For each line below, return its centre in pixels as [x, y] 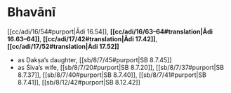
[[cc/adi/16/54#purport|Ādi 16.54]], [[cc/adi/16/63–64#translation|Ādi [110, 31]
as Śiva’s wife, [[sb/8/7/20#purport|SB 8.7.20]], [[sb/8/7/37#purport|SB [121, 67]
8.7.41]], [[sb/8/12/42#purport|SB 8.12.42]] [79, 82]
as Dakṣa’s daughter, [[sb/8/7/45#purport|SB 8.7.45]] [94, 59]
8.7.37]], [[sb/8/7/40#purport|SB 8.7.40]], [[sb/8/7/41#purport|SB [112, 75]
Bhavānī [32, 12]
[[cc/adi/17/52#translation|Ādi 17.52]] [63, 46]
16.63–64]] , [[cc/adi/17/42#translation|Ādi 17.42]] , [82, 38]
